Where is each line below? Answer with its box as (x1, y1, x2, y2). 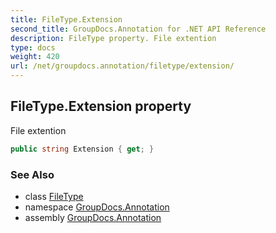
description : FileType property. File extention (10, 33, 217, 43)
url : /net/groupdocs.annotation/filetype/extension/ (10, 61, 235, 71)
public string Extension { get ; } (10, 144, 155, 154)
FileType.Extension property (10, 98, 192, 115)
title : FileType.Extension (10, 14, 123, 25)
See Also (10, 167, 55, 181)
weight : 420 (10, 52, 60, 62)
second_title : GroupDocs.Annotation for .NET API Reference (10, 24, 267, 34)
